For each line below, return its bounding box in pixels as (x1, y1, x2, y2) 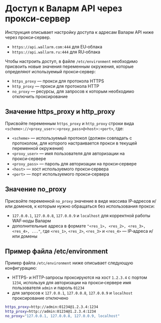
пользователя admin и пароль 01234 (12, 285, 85, 291)
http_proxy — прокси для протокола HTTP (12, 83, 100, 89)
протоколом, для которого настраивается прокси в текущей (12, 140, 137, 146)
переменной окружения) (12, 145, 64, 151)
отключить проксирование (12, 93, 68, 99)
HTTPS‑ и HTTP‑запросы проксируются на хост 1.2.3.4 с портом (12, 275, 147, 280)
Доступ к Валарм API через (5, 3, 122, 14)
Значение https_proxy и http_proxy (5, 108, 115, 116)
